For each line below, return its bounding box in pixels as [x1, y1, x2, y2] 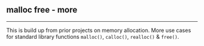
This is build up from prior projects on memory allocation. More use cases [6, 27, 191, 34]
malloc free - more [6, 5, 78, 15]
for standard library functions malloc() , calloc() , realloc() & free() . [6, 33, 179, 40]
